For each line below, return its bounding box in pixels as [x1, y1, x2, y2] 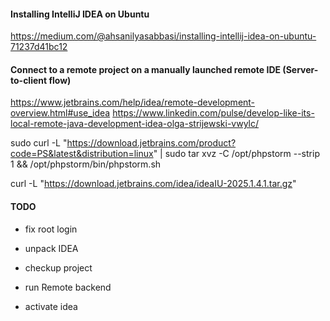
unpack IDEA [24, 242, 79, 254]
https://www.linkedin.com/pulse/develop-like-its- [112, 107, 315, 119]
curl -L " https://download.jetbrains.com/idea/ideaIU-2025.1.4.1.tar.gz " [10, 178, 297, 190]
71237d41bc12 [10, 41, 68, 53]
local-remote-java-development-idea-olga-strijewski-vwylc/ [10, 118, 260, 130]
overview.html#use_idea [10, 107, 111, 119]
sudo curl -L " [10, 137, 68, 149]
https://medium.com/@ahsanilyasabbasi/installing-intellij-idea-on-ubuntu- [10, 30, 317, 42]
